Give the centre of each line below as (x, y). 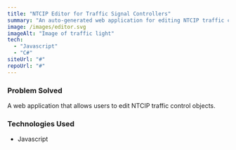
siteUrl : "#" (26, 60)
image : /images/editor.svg (47, 27)
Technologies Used (41, 123)
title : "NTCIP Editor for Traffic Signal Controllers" (89, 14)
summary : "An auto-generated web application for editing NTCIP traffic (116, 20)
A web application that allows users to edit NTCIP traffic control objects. (111, 105)
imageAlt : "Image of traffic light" (61, 33)
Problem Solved (35, 90)
